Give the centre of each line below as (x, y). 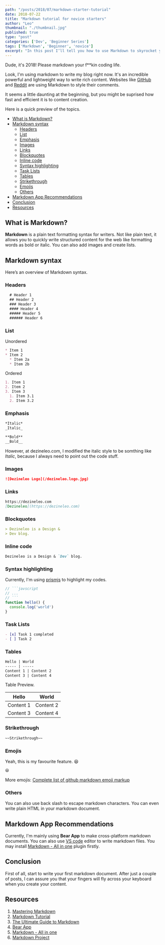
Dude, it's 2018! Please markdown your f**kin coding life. (63, 65)
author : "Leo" (20, 23)
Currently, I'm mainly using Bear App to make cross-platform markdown (78, 835)
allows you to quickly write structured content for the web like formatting (79, 240)
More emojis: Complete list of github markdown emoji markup (68, 780)
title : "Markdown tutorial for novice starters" (56, 19)
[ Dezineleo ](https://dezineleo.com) (42, 506)
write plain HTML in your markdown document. (53, 808)
